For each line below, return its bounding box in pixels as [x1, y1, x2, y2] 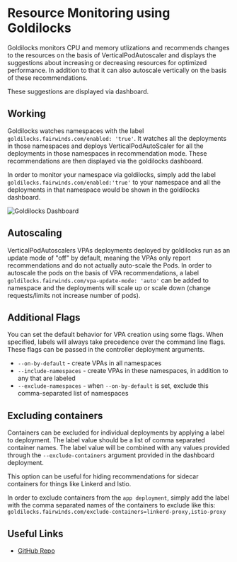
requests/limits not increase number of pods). [7, 291, 141, 299]
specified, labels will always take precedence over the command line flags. [7, 338, 226, 346]
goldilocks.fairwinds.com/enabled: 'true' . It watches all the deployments [7, 134, 227, 142]
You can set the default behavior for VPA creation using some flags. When [7, 331, 224, 339]
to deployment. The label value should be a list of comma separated [7, 436, 205, 445]
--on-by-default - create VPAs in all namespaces [17, 359, 162, 367]
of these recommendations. [7, 73, 88, 82]
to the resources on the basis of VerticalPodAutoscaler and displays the [7, 51, 216, 59]
